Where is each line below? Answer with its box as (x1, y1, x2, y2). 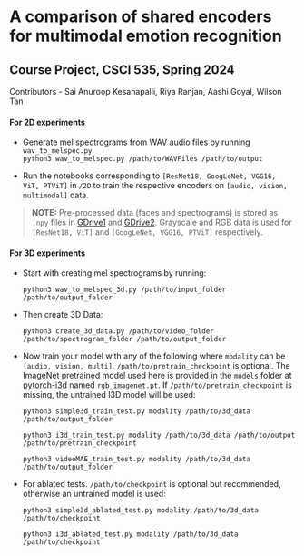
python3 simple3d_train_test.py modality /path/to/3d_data (22, 407, 251, 416)
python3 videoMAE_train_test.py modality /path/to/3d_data (22, 455, 251, 464)
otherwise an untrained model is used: (22, 489, 166, 500)
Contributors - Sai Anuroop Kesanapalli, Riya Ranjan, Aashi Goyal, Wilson (9, 86, 283, 96)
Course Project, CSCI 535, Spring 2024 (9, 62, 235, 77)
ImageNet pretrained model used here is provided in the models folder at (22, 370, 292, 381)
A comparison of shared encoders (9, 6, 272, 27)
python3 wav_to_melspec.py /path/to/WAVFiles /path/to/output (22, 155, 263, 164)
